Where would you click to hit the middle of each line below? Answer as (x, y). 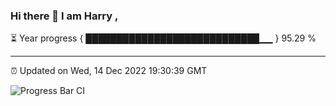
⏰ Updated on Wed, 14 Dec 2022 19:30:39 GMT (109, 71)
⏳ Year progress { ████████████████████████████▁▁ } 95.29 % (163, 38)
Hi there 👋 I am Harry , (64, 16)
